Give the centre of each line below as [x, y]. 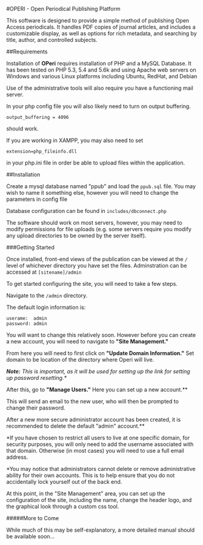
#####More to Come [33, 518]
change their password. [36, 408]
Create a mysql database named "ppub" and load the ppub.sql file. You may [101, 186]
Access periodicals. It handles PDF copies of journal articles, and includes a [101, 27]
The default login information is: [46, 307]
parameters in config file [37, 199]
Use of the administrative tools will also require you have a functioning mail [100, 88]
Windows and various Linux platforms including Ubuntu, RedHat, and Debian [102, 76]
